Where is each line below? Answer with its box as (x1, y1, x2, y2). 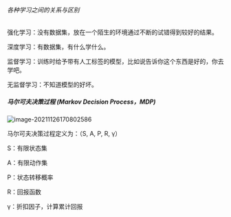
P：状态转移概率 (7, 173, 54, 181)
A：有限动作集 (7, 159, 48, 167)
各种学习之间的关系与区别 (7, 5, 80, 14)
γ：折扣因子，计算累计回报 (7, 203, 83, 211)
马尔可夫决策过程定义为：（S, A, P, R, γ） (7, 130, 122, 138)
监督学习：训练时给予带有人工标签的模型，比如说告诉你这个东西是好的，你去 (7, 58, 224, 66)
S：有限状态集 (7, 144, 47, 152)
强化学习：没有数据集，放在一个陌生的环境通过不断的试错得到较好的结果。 (7, 28, 218, 36)
